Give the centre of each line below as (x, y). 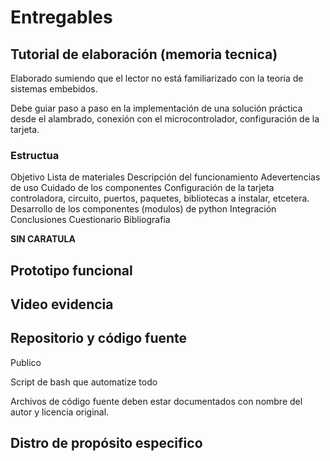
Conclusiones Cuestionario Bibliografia (90, 220)
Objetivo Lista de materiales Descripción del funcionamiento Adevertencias (165, 177)
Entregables (61, 17)
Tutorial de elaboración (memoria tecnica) (144, 54)
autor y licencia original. (60, 412)
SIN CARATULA (43, 239)
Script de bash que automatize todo (84, 382)
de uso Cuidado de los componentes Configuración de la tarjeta (142, 188)
